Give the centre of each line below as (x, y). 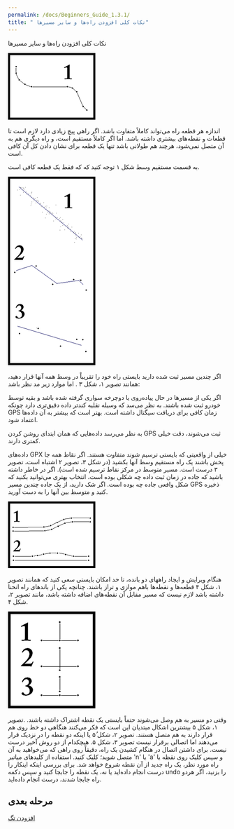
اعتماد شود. (23, 419)
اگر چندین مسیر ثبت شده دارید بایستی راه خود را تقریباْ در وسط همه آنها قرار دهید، (115, 376)
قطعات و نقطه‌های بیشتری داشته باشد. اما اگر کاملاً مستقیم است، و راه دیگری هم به (117, 138)
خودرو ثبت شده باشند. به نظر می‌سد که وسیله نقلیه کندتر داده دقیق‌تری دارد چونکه (114, 405)
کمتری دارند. (24, 440)
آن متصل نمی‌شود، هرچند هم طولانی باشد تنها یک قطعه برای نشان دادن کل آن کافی (116, 146)
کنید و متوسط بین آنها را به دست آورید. (58, 492)
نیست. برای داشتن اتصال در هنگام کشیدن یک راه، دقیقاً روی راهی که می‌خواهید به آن (117, 749)
